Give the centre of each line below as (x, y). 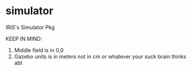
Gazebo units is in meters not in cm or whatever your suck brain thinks (100, 56)
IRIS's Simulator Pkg (30, 27)
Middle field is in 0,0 (39, 50)
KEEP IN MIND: (24, 38)
